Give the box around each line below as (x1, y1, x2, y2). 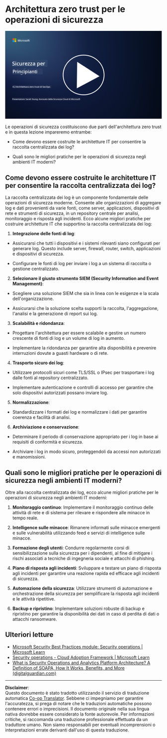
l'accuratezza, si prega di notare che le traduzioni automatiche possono (5, 700, 152, 706)
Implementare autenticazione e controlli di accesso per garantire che (12, 385, 154, 391)
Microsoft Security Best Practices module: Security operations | (12, 644, 143, 650)
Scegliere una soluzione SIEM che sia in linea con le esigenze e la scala (12, 291, 159, 296)
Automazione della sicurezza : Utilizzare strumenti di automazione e (12, 586, 153, 591)
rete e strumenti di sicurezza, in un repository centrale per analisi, (5, 210, 140, 216)
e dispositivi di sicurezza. (12, 251, 65, 257)
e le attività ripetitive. (12, 596, 56, 602)
